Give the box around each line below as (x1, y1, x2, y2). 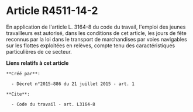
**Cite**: (6, 91, 30, 97)
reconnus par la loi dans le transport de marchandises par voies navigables (6, 36, 187, 43)
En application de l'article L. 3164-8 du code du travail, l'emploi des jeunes (6, 23, 186, 30)
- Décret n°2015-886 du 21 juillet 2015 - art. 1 (11, 80, 135, 87)
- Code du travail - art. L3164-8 (11, 101, 95, 107)
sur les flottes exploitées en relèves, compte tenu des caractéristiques (6, 42, 175, 49)
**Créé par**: (6, 71, 41, 76)
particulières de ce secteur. (6, 48, 72, 55)
